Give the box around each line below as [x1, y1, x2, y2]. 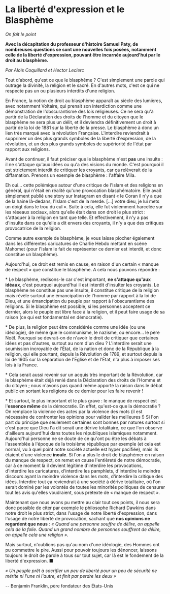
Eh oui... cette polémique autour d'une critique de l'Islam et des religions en [5, 182, 163, 188]
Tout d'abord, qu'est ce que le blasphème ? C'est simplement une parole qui [5, 77, 165, 83]
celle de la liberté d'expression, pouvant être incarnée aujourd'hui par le [5, 52, 161, 58]
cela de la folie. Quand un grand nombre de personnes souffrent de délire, [5, 526, 161, 532]
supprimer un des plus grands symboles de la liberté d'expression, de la [5, 135, 156, 141]
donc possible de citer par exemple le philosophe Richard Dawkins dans [5, 505, 156, 511]
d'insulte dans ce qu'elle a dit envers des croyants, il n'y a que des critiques [5, 220, 164, 226]
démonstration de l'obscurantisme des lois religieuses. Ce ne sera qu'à [5, 108, 154, 114]
